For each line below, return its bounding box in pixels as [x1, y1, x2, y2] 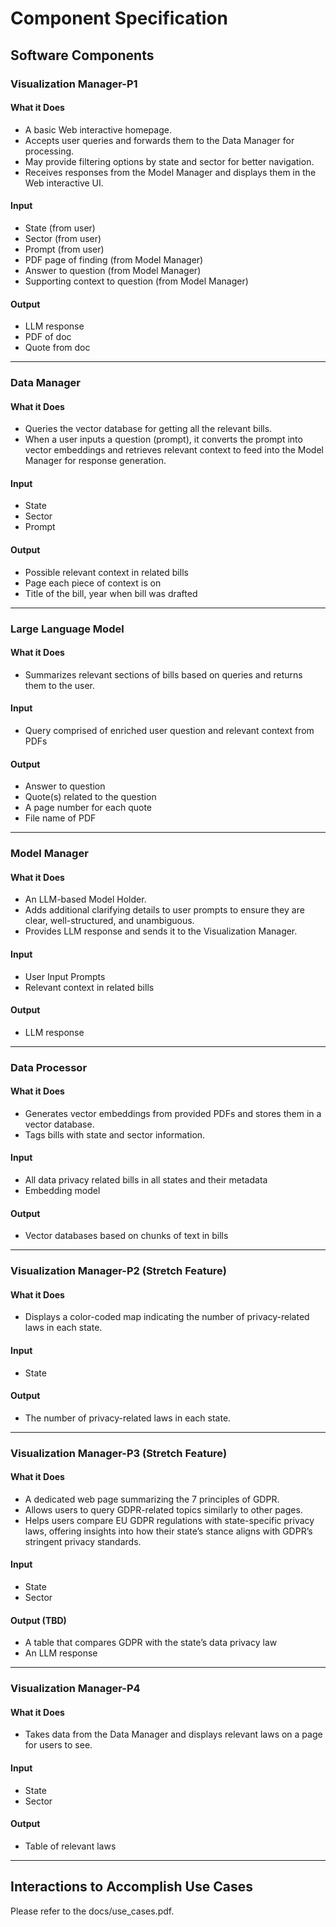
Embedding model [24, 1185, 101, 1197]
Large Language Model [10, 622, 125, 636]
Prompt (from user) [24, 243, 105, 255]
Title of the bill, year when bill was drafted [24, 587, 198, 599]
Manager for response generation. [24, 455, 167, 467]
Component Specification [10, 7, 228, 30]
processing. [24, 145, 75, 157]
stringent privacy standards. [24, 1535, 142, 1547]
